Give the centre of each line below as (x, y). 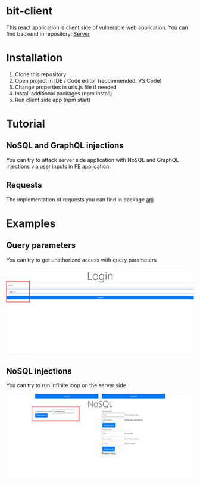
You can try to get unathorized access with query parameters (81, 260)
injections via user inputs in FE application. (59, 166)
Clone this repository (40, 74)
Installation (35, 58)
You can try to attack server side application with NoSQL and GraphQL (93, 160)
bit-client (29, 11)
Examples (31, 223)
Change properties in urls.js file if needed (66, 87)
